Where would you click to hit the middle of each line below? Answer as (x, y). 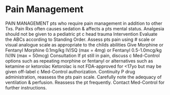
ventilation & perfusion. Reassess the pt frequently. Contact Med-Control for (85, 82)
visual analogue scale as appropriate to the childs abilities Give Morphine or (84, 44)
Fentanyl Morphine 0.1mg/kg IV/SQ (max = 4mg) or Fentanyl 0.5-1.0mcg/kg (83, 50)
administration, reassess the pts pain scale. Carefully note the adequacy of (83, 77)
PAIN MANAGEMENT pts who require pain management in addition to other (84, 23)
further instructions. (26, 87)
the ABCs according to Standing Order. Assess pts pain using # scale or (80, 39)
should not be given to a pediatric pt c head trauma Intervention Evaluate (81, 34)
